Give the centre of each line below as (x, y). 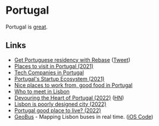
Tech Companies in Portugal (49, 73)
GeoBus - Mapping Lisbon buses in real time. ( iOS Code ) (84, 116)
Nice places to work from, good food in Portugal (73, 85)
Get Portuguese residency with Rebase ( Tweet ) (72, 59)
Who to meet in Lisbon (42, 91)
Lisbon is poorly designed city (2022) (60, 104)
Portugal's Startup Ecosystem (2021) (59, 78)
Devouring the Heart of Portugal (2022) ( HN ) (69, 97)
